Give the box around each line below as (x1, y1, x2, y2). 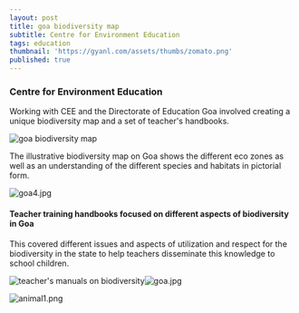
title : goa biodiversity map (9, 22, 120, 31)
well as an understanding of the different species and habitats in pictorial (9, 161, 282, 171)
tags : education (9, 38, 71, 48)
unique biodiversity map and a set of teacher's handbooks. (9, 115, 229, 127)
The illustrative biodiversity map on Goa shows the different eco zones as (9, 151, 284, 161)
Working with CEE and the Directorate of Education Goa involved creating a (9, 106, 291, 117)
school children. (9, 258, 70, 269)
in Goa (9, 218, 34, 229)
